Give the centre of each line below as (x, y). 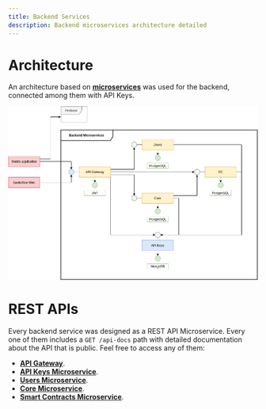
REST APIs (44, 309)
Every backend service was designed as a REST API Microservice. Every (127, 331)
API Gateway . (42, 363)
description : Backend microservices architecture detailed (108, 25)
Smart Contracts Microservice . (72, 396)
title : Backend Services (49, 17)
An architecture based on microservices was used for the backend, (119, 87)
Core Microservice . (52, 388)
